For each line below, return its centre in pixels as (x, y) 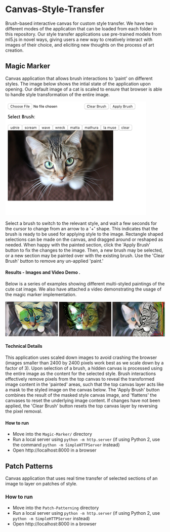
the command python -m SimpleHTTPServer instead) (66, 445)
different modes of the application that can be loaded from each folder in (81, 28)
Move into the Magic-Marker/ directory (52, 434)
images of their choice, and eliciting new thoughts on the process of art (80, 45)
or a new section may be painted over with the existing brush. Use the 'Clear (85, 255)
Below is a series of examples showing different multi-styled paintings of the (85, 283)
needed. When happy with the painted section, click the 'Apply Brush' (78, 244)
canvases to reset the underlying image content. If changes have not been (83, 400)
